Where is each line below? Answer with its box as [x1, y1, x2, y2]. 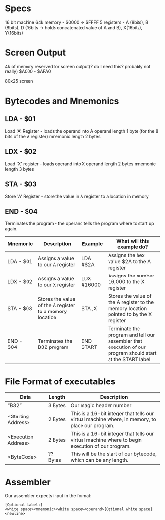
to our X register [37, 281, 75, 288]
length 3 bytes [5, 166, 34, 172]
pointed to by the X [108, 311, 152, 318]
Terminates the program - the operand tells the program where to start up [5, 220, 154, 227]
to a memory [37, 308, 67, 315]
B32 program [37, 344, 69, 350]
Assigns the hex [108, 252, 145, 259]
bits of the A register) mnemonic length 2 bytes [5, 133, 101, 139]
